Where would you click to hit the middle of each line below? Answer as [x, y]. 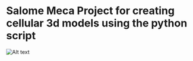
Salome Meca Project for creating [91, 11]
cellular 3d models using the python [97, 23]
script [21, 36]
